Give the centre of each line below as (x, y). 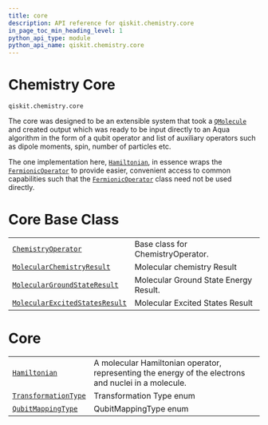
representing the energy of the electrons (169, 372)
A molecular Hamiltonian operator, (158, 363)
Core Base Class (64, 220)
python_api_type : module (49, 38)
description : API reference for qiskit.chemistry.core (101, 23)
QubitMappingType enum (141, 408)
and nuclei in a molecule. (140, 383)
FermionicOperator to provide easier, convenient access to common (120, 171)
